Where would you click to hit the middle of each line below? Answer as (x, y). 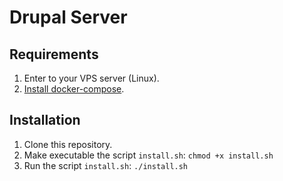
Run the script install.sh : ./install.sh (106, 165)
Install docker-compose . (74, 89)
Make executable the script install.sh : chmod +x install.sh (148, 155)
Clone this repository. (68, 144)
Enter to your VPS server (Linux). (91, 78)
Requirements (54, 54)
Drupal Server (68, 17)
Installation (45, 120)
